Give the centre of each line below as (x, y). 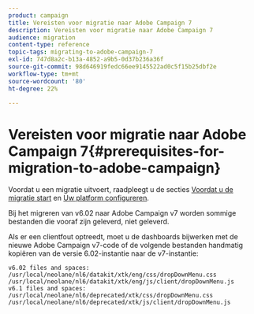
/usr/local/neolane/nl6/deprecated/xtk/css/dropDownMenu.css (111, 296)
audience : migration (42, 37)
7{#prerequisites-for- (152, 151)
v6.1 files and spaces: (47, 289)
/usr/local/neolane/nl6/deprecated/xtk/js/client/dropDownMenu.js (120, 303)
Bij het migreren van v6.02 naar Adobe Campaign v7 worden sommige (122, 213)
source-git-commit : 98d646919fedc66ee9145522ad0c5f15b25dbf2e (112, 67)
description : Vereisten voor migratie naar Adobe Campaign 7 (111, 30)
